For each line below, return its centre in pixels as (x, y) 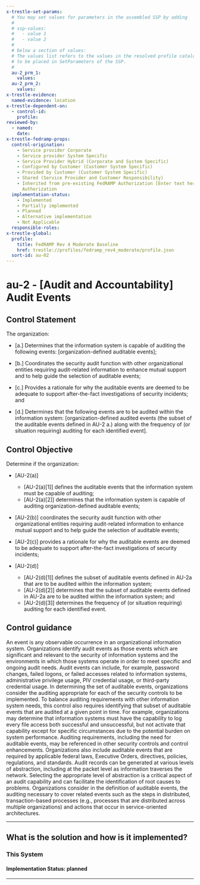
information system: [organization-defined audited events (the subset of (103, 418)
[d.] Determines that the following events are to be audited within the (99, 412)
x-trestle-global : (29, 233)
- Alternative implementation (54, 217)
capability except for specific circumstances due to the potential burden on (98, 731)
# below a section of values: (49, 51)
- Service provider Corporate (54, 150)
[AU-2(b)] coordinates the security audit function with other (88, 517)
